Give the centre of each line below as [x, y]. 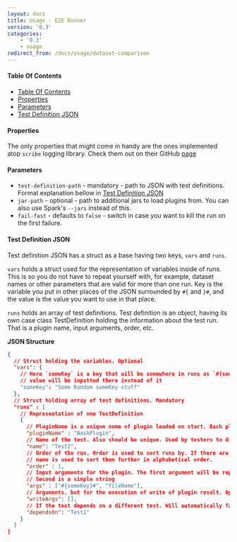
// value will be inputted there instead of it [91, 381]
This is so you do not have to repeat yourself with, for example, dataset [111, 276]
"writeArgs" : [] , [51, 499]
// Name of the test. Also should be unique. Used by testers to [124, 440]
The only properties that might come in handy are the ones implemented [113, 146]
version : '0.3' [30, 27]
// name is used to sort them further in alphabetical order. [119, 460]
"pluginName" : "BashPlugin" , [70, 433]
